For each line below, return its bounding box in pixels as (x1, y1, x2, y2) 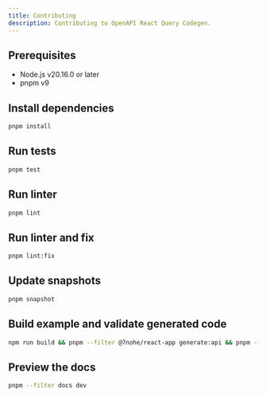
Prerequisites (8, 49, 76, 62)
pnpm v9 (19, 78, 49, 88)
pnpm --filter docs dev (8, 382, 87, 390)
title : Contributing (8, 11, 77, 20)
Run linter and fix (8, 230, 95, 244)
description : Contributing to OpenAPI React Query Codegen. (8, 19, 212, 27)
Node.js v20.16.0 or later (19, 69, 100, 80)
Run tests (8, 144, 56, 158)
